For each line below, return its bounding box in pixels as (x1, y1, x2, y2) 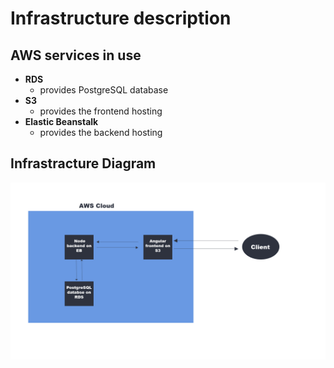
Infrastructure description (10, 7, 232, 30)
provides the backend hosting (39, 127, 163, 138)
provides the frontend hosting (39, 105, 163, 117)
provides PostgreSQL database (39, 84, 169, 96)
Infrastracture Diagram (10, 155, 157, 172)
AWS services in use (10, 47, 142, 64)
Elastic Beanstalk (24, 116, 99, 127)
